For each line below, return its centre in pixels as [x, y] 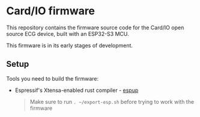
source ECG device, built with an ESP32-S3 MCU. [68, 33]
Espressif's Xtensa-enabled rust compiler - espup [77, 90]
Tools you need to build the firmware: [53, 78]
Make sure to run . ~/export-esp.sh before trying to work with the [112, 101]
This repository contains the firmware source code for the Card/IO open [95, 27]
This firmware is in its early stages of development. [70, 45]
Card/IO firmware [50, 11]
